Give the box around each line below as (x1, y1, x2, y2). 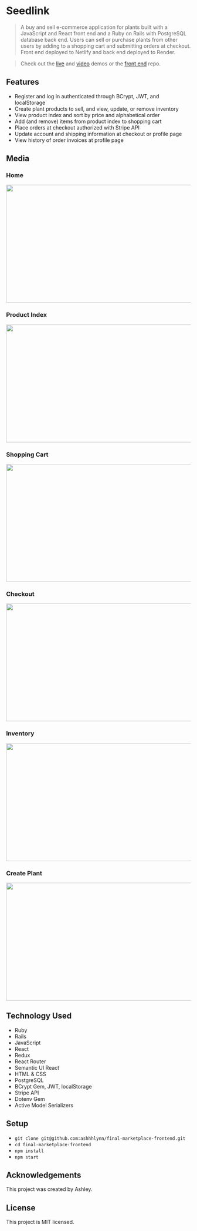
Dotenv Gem (14, 1095, 45, 1102)
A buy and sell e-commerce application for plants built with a (20, 24, 168, 31)
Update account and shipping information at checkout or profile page (14, 130, 182, 137)
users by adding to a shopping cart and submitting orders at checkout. (20, 42, 191, 49)
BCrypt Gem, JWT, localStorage (14, 1083, 92, 1090)
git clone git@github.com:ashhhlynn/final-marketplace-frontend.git (14, 1135, 186, 1142)
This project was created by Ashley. (6, 1186, 93, 1193)
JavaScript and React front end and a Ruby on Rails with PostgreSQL (20, 29, 186, 37)
